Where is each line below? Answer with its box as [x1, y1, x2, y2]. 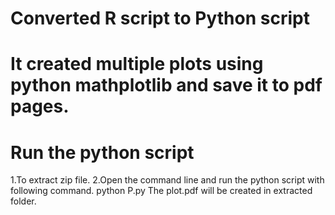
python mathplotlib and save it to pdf [10, 74, 323, 97]
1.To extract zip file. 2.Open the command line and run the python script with [10, 174, 325, 186]
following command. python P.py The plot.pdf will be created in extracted [10, 185, 313, 197]
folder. [10, 195, 37, 207]
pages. [10, 95, 70, 118]
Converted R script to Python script [10, 7, 310, 30]
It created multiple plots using [10, 53, 264, 76]
